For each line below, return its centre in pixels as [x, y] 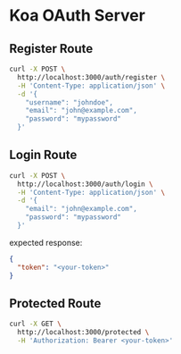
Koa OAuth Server [77, 16]
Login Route [43, 155]
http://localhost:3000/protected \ [83, 333]
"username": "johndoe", [70, 102]
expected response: [46, 242]
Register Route [51, 49]
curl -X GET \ [36, 324]
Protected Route [55, 303]
